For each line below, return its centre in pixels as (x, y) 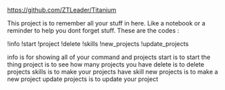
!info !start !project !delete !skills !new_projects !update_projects (98, 44)
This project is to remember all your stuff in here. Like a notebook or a (106, 23)
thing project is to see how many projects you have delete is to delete (106, 64)
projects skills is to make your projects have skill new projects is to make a (113, 72)
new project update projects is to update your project (83, 79)
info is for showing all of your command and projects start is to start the (109, 57)
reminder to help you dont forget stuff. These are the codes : (93, 31)
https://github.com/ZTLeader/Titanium (62, 10)
